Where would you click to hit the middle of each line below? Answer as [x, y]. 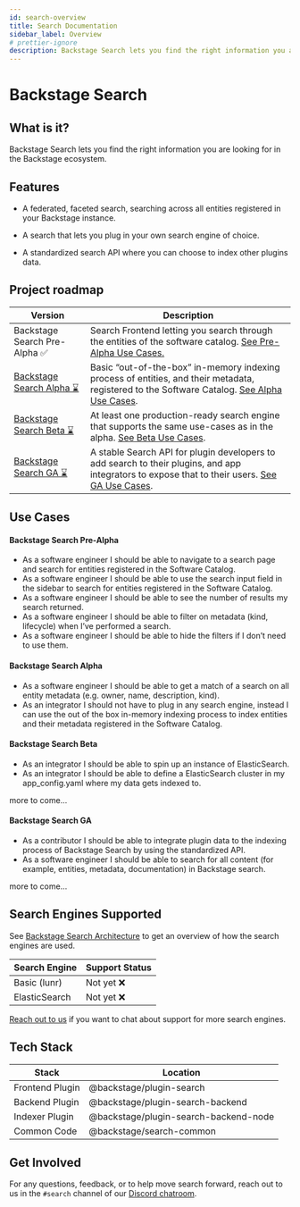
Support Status [118, 968]
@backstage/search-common [152, 1131]
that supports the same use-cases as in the [182, 426]
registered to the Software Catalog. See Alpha [186, 390]
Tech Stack [41, 1048]
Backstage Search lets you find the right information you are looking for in [145, 149]
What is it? [39, 127]
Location [181, 1072]
